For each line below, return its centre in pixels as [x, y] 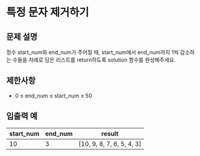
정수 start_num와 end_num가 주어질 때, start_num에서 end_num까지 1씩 [92, 52]
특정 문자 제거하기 [48, 12]
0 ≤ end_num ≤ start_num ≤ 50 [53, 96]
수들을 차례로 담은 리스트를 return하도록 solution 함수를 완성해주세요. [94, 60]
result [110, 134]
